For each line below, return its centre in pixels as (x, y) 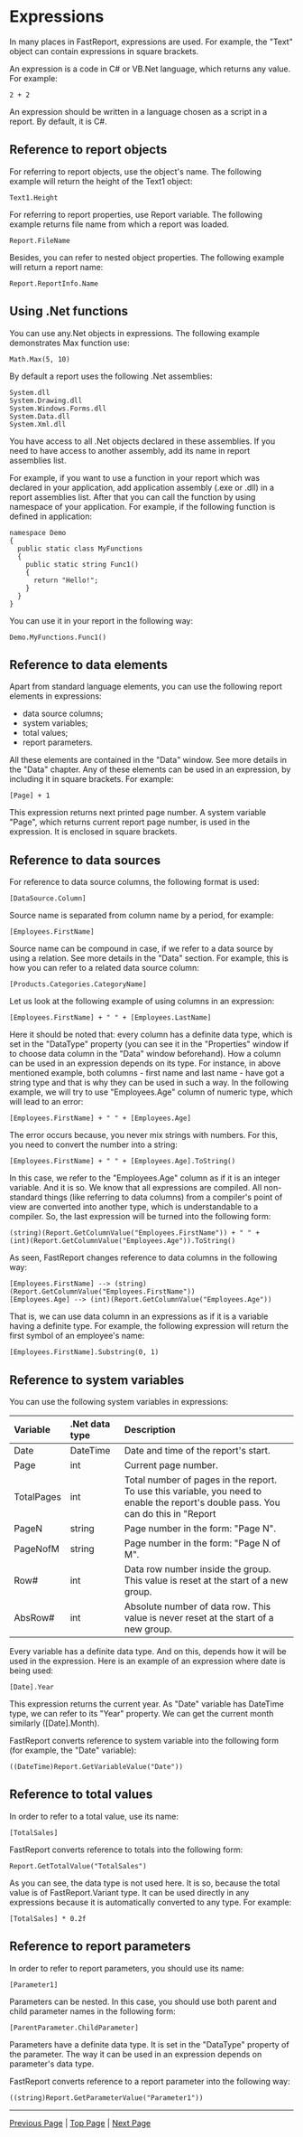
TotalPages (37, 1497)
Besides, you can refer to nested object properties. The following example (147, 257)
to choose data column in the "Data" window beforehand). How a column (145, 1054)
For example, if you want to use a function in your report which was (134, 477)
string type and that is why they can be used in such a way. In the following (149, 1083)
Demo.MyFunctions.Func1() (58, 637)
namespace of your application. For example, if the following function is (142, 506)
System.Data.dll (40, 416)
